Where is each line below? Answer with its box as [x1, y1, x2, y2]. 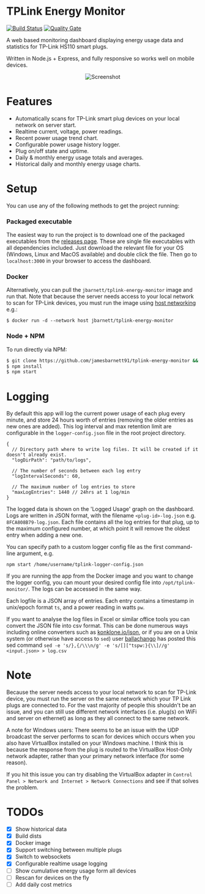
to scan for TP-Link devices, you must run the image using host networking [6, 299, 196, 307]
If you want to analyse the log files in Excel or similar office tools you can [6, 616, 190, 623]
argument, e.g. [17, 549, 54, 557]
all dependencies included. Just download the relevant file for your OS [6, 244, 184, 251]
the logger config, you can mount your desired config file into [6, 579, 162, 586]
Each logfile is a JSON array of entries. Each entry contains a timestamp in [6, 597, 195, 605]
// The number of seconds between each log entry [12, 468, 141, 474]
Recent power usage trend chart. [15, 134, 99, 141]
